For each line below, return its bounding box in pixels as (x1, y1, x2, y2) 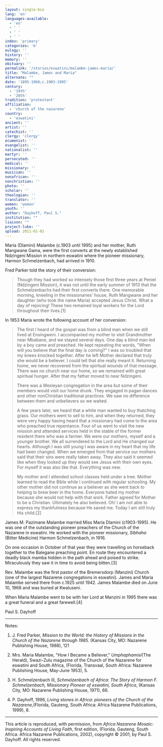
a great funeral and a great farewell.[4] (5, 599, 82, 605)
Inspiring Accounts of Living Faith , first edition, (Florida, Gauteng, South (5, 726, 149, 732)
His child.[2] (16, 510, 42, 516)
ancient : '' (5, 120, 29, 125)
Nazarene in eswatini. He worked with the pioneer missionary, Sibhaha (5, 529, 147, 535)
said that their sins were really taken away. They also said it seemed (16, 454, 153, 460)
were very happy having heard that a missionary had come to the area (16, 418, 158, 423)
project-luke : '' (5, 224, 40, 229)
